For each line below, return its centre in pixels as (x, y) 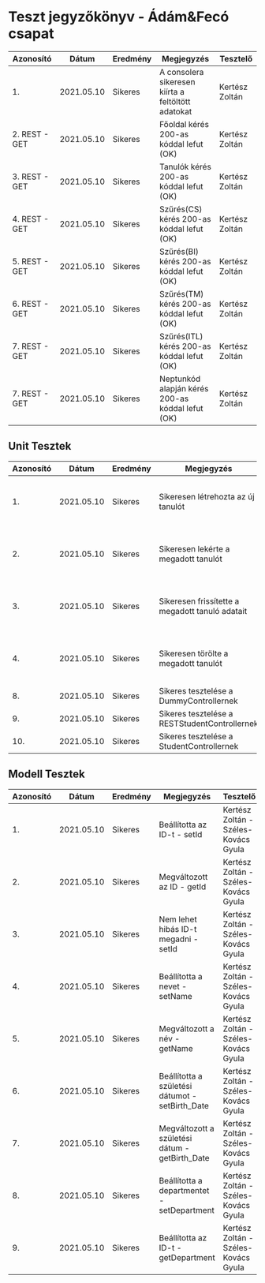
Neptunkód (180, 379)
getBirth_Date (185, 1158)
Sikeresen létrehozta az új (207, 496)
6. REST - (31, 304)
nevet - (173, 986)
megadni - (179, 939)
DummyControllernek (198, 701)
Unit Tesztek (40, 446)
